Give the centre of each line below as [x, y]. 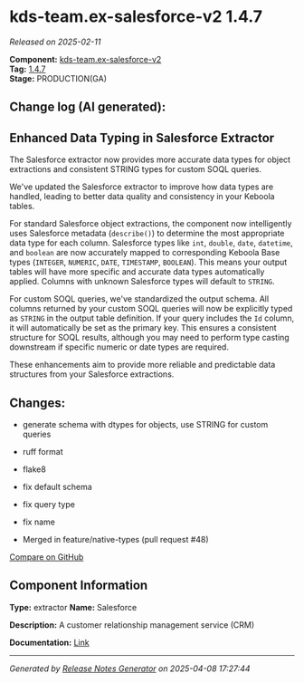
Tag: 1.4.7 [28, 69]
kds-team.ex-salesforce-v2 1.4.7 [136, 17]
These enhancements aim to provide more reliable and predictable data [142, 365]
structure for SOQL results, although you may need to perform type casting [149, 338]
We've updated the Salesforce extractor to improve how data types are [142, 187]
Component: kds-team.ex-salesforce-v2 [85, 59]
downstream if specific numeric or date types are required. [119, 347]
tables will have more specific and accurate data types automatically [137, 272]
